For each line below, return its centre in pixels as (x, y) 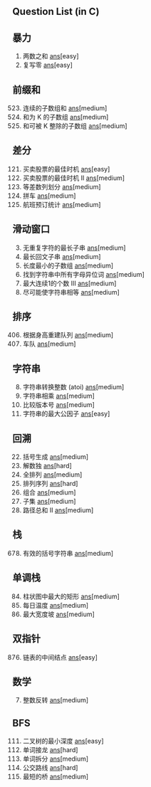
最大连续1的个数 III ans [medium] (69, 283)
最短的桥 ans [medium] (56, 777)
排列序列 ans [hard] (50, 484)
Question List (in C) (56, 12)
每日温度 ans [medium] (56, 605)
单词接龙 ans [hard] (50, 750)
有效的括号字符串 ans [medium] (68, 553)
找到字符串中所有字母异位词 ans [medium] (84, 274)
